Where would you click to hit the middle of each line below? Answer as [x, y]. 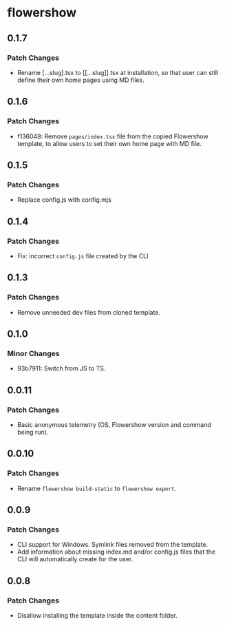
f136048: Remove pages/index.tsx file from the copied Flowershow [112, 136]
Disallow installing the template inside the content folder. [97, 616]
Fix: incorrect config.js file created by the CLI [83, 255]
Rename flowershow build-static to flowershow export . [97, 488]
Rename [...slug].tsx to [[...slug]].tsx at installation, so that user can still [118, 72]
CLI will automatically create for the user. [75, 559]
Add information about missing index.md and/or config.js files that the [116, 552]
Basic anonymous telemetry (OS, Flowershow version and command [114, 425]
